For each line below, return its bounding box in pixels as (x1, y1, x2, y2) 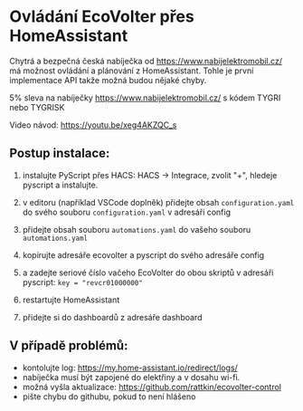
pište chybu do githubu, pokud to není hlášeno (22, 391, 196, 402)
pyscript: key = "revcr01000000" (22, 276, 143, 287)
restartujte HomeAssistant (22, 294, 120, 305)
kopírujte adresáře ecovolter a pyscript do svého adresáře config (22, 249, 265, 260)
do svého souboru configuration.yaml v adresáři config (22, 206, 232, 217)
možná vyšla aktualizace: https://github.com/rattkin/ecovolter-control (22, 381, 282, 392)
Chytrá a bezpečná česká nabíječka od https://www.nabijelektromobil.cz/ (9, 55, 283, 66)
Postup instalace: (9, 146, 110, 161)
